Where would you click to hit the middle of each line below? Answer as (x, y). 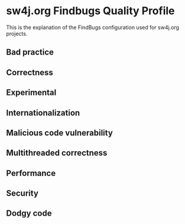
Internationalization (43, 113)
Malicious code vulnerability (60, 132)
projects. (17, 33)
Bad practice (30, 52)
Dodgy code (29, 214)
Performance (31, 173)
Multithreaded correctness (57, 153)
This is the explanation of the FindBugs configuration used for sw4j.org (92, 27)
